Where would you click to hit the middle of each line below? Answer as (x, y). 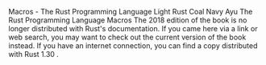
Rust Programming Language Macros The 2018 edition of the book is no (128, 20)
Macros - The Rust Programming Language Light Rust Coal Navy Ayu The (131, 12)
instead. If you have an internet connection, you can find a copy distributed (133, 46)
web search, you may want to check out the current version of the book (127, 37)
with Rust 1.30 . (33, 54)
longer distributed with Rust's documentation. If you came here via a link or (133, 28)
